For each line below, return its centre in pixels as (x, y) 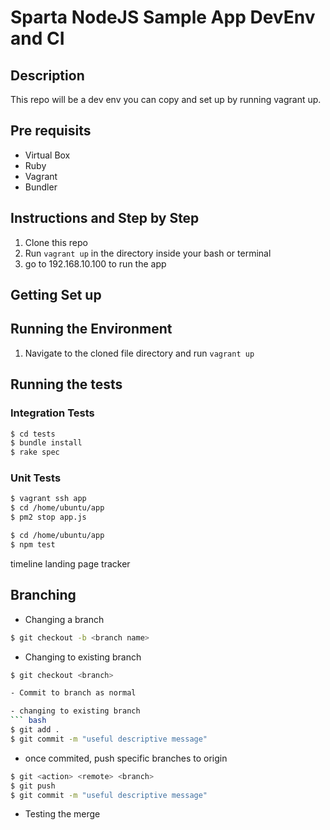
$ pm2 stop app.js (48, 517)
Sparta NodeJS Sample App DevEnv (163, 17)
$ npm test (33, 544)
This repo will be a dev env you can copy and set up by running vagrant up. (166, 99)
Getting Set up (56, 295)
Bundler (41, 187)
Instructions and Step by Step (105, 218)
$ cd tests (33, 434)
